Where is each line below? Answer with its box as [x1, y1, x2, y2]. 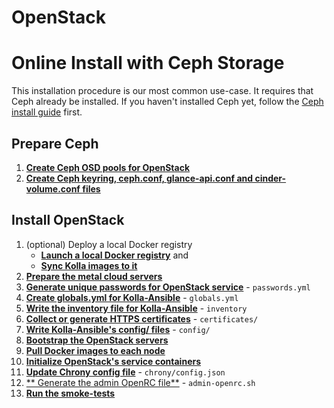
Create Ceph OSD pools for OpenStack [25, 161, 191, 173]
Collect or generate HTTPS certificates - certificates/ [25, 312, 259, 325]
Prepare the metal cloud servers [25, 270, 163, 282]
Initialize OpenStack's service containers [25, 355, 202, 367]
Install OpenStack [11, 212, 125, 229]
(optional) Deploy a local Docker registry [25, 238, 193, 250]
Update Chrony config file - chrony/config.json [25, 366, 226, 378]
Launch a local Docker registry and [40, 249, 189, 261]
